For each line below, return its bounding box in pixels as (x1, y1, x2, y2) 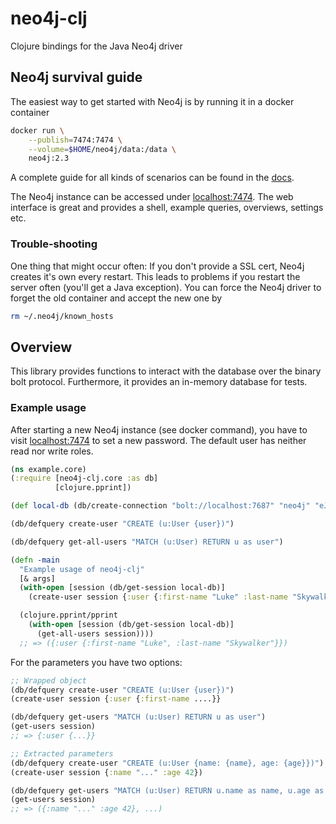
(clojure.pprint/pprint (19, 610, 118, 621)
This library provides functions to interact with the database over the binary (10, 365, 322, 377)
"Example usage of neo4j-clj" (19, 564, 145, 574)
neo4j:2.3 (28, 153, 70, 164)
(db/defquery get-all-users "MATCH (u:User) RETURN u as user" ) (10, 537, 284, 547)
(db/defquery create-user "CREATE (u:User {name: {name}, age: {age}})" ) (10, 758, 325, 768)
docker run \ (10, 125, 65, 136)
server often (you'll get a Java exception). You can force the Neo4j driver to (10, 281, 322, 293)
